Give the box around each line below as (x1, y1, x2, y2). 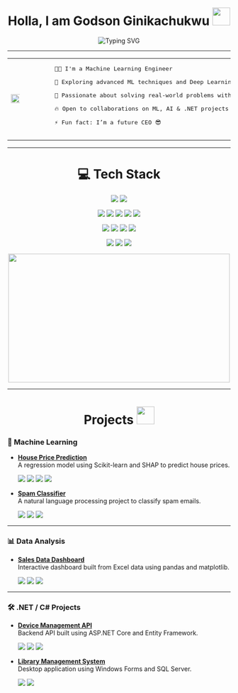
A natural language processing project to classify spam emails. (17, 497, 201, 505)
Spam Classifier (17, 489, 66, 498)
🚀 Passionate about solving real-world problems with (54, 91, 232, 99)
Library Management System (17, 657, 106, 665)
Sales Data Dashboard (17, 555, 85, 564)
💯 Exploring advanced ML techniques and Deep (54, 78, 204, 85)
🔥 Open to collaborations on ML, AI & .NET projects (54, 104, 229, 112)
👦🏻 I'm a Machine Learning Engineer (54, 65, 173, 72)
